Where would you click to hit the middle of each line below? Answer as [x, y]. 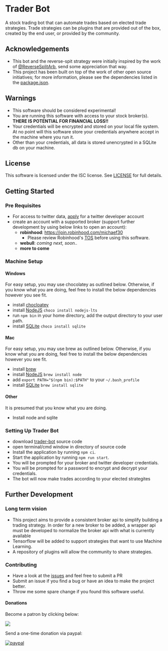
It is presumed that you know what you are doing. [56, 408]
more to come [34, 248]
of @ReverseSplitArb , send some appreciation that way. [70, 66]
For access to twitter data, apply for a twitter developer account [78, 217]
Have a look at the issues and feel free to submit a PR [67, 575]
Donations [16, 603]
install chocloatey [30, 305]
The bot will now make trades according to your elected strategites [81, 478]
